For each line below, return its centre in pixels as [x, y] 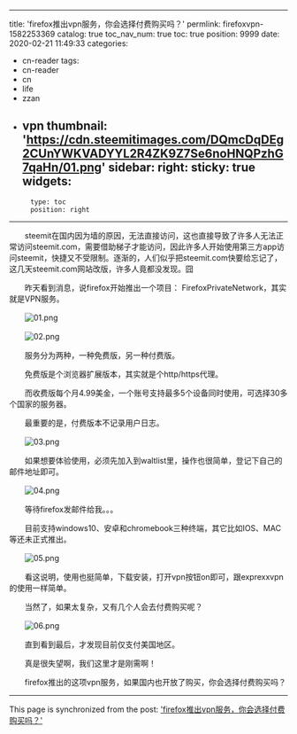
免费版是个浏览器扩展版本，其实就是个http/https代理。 [124, 374]
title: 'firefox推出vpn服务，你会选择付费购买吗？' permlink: [115, 24]
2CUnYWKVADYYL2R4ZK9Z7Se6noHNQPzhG [153, 154]
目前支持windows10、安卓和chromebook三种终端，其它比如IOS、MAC [152, 527]
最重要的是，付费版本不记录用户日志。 [94, 423]
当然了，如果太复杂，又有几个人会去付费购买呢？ [114, 606]
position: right [60, 209]
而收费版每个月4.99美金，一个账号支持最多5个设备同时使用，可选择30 [152, 393]
